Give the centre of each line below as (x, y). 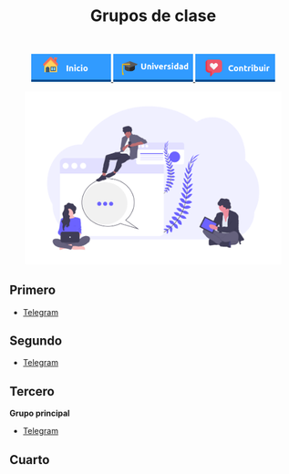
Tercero (32, 392)
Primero (33, 290)
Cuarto (30, 460)
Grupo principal (40, 413)
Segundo (36, 340)
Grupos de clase (153, 16)
